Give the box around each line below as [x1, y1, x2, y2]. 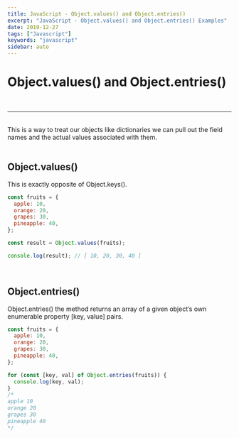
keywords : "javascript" [7, 37, 78, 44]
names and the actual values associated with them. [7, 133, 158, 141]
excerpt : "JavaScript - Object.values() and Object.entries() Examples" [7, 17, 228, 24]
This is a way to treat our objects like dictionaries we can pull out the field [7, 125, 223, 133]
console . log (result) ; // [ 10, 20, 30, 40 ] [7, 252, 142, 259]
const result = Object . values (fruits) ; [7, 239, 126, 246]
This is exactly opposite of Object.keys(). [7, 180, 127, 188]
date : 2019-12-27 [7, 23, 59, 31]
